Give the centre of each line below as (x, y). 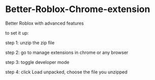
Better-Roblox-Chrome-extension (78, 9)
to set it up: (17, 33)
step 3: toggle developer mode (37, 62)
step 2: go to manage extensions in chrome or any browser (67, 52)
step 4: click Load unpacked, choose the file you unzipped (66, 72)
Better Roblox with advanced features (45, 23)
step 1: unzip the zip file (30, 43)
